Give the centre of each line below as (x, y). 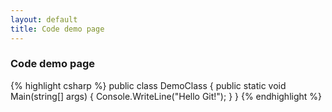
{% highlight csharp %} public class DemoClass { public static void (148, 85)
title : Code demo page (57, 29)
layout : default (44, 19)
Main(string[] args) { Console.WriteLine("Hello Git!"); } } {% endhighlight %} (166, 96)
